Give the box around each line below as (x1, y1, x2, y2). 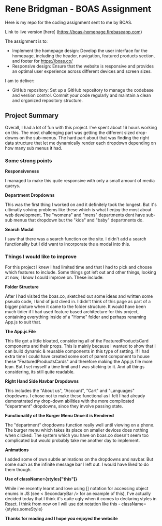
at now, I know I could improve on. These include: (5, 274, 104, 280)
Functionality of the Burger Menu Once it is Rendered (5, 413, 114, 419)
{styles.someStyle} (5, 506, 43, 512)
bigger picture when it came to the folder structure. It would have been (5, 304, 146, 309)
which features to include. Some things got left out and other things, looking (5, 270, 156, 275)
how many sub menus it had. (5, 145, 62, 151)
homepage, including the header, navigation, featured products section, (12, 52, 155, 59)
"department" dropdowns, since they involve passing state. (5, 403, 123, 409)
